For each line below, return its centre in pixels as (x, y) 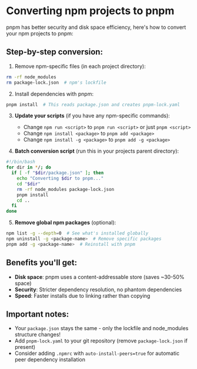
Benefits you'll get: (42, 263)
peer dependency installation (50, 360)
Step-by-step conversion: (54, 52)
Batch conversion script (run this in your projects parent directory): (97, 151)
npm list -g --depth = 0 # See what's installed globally (77, 233)
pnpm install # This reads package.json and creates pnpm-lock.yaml (93, 104)
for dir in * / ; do (29, 167)
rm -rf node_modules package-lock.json (66, 189)
